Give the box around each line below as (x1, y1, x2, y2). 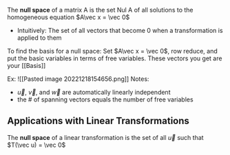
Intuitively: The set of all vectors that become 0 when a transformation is (17, 27, 223, 34)
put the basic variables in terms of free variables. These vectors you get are (7, 54, 222, 62)
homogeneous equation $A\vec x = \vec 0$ (7, 13, 130, 21)
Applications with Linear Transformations (7, 115, 189, 127)
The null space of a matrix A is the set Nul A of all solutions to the (7, 6, 194, 14)
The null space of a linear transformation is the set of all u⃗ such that (7, 133, 205, 141)
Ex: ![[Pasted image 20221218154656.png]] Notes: (7, 75, 149, 83)
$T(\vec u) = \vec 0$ (7, 141, 66, 149)
